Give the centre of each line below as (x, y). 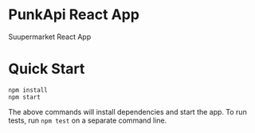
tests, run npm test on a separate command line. (88, 120)
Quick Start (47, 69)
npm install (28, 90)
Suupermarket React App (50, 37)
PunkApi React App (74, 15)
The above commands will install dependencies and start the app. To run (127, 111)
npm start (25, 97)
